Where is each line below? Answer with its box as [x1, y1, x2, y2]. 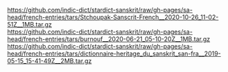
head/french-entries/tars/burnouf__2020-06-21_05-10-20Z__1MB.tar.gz [7, 35, 211, 43]
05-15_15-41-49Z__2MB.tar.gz [7, 57, 92, 64]
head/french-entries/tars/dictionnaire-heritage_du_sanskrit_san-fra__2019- [7, 49, 222, 58]
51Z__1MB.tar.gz [7, 21, 52, 28]
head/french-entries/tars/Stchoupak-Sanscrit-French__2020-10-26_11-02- [7, 13, 219, 21]
